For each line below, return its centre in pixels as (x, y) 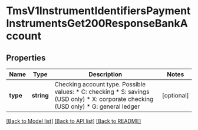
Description (105, 74)
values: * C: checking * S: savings (102, 92)
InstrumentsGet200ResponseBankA (97, 23)
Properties (26, 58)
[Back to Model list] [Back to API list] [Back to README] (74, 121)
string (40, 95)
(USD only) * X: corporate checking (104, 99)
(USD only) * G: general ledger (97, 106)
